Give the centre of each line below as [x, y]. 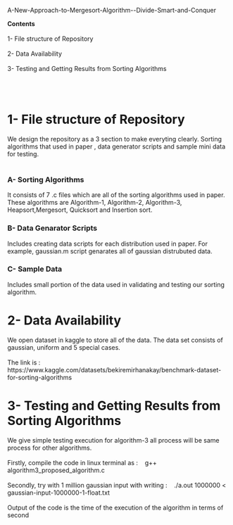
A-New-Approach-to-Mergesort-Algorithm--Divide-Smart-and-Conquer [112, 10]
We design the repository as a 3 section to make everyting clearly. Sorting [114, 139]
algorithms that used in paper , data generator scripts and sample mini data [116, 146]
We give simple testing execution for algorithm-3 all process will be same [113, 440]
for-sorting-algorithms [40, 377]
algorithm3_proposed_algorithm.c [56, 470]
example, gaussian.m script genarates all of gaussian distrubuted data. [110, 251]
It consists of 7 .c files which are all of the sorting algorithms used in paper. [116, 195]
